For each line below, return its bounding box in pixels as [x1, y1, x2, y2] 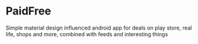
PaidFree [5, 4, 52, 18]
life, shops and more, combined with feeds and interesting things [5, 30, 168, 37]
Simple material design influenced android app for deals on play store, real [5, 24, 193, 31]
